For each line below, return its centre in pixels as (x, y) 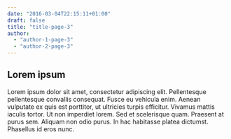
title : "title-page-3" (40, 27)
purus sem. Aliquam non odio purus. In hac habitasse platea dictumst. (108, 121)
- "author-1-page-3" (43, 40)
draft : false (26, 20)
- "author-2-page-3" (43, 46)
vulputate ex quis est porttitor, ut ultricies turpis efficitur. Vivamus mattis (111, 107)
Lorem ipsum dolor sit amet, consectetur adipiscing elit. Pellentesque (107, 91)
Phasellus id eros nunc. (41, 129)
